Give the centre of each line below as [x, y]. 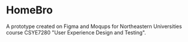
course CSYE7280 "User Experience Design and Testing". [76, 32]
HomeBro [29, 10]
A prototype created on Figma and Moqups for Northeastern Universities [94, 26]
